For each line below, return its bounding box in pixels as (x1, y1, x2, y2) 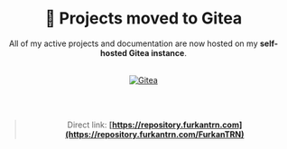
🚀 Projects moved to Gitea (44, 8, 243, 29)
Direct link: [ (67, 119, 113, 130)
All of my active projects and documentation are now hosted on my (8, 38, 258, 49)
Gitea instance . (128, 47, 188, 58)
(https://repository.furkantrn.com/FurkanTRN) (65, 128, 245, 139)
